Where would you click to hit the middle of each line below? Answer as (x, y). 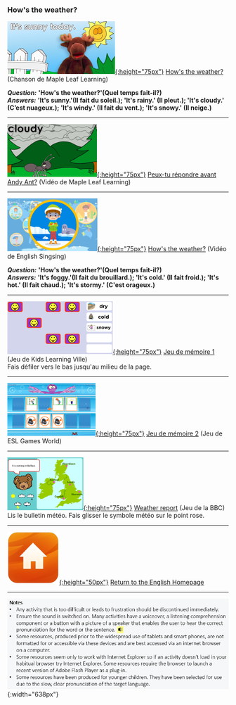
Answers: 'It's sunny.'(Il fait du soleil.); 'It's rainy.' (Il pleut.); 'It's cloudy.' (116, 101)
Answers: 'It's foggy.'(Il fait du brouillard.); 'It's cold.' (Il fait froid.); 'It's (113, 278)
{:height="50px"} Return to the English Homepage (132, 583)
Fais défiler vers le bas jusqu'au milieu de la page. (80, 367)
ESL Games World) (34, 441)
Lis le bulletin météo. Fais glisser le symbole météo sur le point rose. (106, 516)
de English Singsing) (37, 256)
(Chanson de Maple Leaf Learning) (58, 80)
